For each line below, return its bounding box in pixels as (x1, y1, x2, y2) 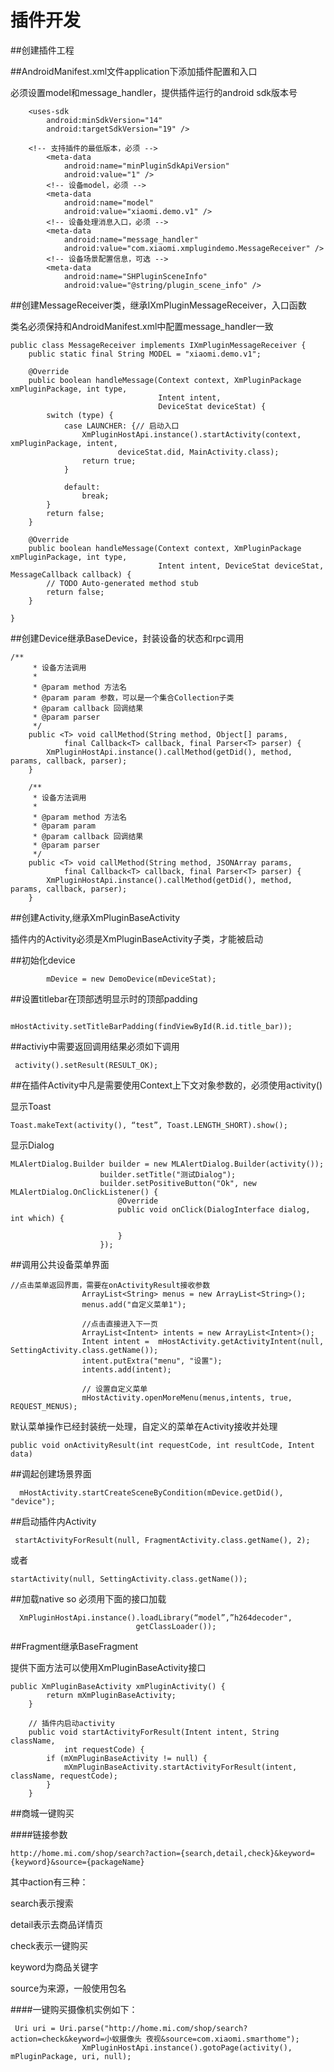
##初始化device (10, 954, 76, 966)
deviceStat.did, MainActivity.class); (117, 447, 280, 457)
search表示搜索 (10, 1897, 74, 1909)
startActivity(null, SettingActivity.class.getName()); (10, 1574, 248, 1584)
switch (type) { (46, 410, 114, 420)
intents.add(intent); (81, 1364, 172, 1375)
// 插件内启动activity (28, 1718, 115, 1728)
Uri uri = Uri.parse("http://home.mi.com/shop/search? (14, 2023, 248, 2033)
